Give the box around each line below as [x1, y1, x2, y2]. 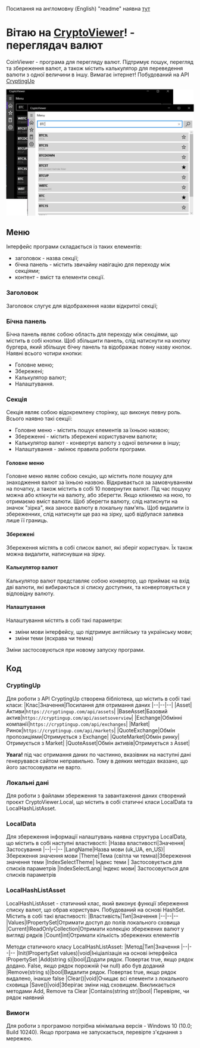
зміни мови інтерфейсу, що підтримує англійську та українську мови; [14, 628, 192, 636]
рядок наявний [6, 994, 45, 1001]
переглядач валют [6, 39, 103, 53]
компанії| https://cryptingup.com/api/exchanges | [6, 720, 128, 728]
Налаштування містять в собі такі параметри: [6, 617, 123, 624]
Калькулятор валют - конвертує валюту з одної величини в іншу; [14, 439, 181, 446]
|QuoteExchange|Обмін [117, 726, 176, 733]
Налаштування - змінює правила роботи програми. [14, 446, 147, 453]
